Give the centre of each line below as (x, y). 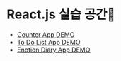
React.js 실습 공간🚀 (61, 15)
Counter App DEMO (46, 34)
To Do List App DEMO (48, 42)
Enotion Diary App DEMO (53, 50)
